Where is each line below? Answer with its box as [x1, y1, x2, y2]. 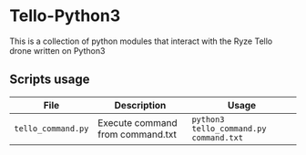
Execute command [97, 116, 178, 129]
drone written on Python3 [9, 45, 106, 56]
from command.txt [97, 128, 178, 140]
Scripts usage [9, 72, 90, 88]
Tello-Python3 [9, 5, 121, 26]
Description [114, 98, 167, 111]
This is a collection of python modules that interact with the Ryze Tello [9, 36, 273, 46]
